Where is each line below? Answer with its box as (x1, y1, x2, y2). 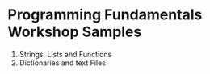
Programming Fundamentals (7, 6, 203, 24)
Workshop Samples (7, 23, 142, 41)
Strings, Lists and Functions (19, 49, 112, 59)
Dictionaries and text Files (19, 58, 107, 68)
